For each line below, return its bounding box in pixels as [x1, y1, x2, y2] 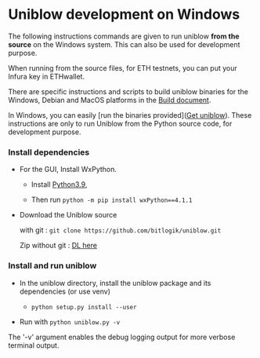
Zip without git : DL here [19, 241, 98, 250]
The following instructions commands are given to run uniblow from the [8, 31, 240, 41]
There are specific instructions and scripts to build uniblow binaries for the [8, 86, 249, 96]
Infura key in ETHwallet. [8, 71, 85, 81]
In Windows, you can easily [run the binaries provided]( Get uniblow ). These [8, 110, 252, 119]
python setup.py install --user [31, 303, 137, 311]
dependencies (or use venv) [19, 287, 111, 296]
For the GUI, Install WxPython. [19, 165, 117, 174]
